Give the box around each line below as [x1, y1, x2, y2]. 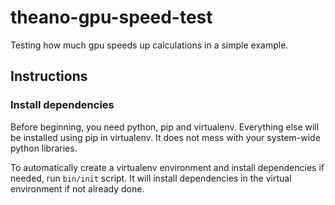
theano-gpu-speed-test [10, 6, 213, 29]
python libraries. [10, 142, 78, 154]
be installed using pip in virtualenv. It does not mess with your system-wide [10, 131, 321, 143]
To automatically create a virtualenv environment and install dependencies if [10, 161, 325, 173]
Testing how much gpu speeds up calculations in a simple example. [10, 39, 289, 51]
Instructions [10, 68, 88, 85]
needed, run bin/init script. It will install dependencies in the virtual [10, 172, 292, 184]
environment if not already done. [10, 182, 145, 195]
